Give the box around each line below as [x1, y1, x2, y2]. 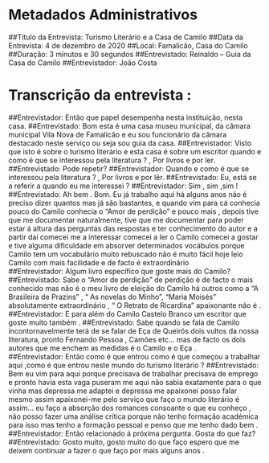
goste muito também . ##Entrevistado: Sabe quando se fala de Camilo [8, 318, 240, 327]
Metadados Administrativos [8, 6, 198, 24]
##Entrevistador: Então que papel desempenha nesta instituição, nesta [8, 113, 243, 122]
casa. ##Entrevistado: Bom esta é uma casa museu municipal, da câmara [8, 121, 251, 130]
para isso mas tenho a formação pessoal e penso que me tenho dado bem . [8, 420, 259, 429]
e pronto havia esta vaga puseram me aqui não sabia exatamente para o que [8, 377, 262, 387]
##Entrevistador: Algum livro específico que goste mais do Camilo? [8, 266, 231, 276]
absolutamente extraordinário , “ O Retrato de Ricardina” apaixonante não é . [8, 300, 262, 310]
